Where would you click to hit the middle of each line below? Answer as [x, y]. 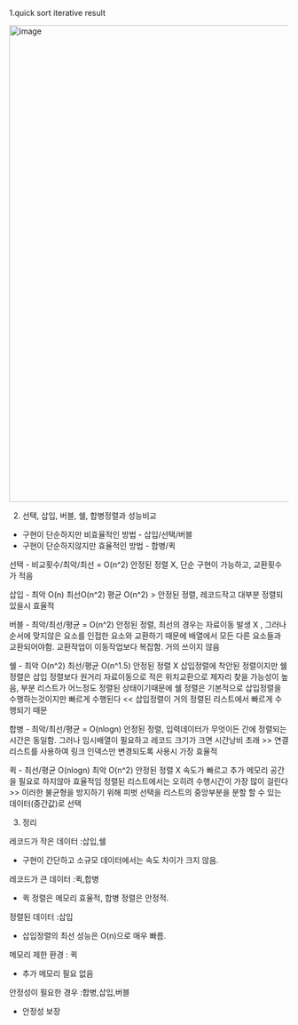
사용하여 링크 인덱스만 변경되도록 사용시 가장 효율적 [129, 751]
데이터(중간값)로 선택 [46, 803]
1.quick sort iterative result [58, 13]
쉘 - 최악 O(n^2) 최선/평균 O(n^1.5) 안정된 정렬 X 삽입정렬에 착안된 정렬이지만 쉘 [149, 665]
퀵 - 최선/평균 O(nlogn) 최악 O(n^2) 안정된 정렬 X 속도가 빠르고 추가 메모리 [139, 770]
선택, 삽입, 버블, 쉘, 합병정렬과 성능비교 [89, 516]
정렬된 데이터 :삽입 [41, 917]
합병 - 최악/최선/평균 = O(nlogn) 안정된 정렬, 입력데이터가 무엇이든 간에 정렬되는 [148, 729]
